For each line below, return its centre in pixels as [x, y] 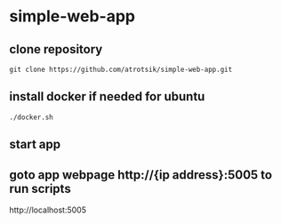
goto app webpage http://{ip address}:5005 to [141, 175]
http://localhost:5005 [48, 210]
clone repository [56, 49]
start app [35, 144]
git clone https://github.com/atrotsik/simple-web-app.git [121, 69]
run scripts [40, 188]
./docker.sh [31, 117]
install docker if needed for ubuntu [107, 96]
